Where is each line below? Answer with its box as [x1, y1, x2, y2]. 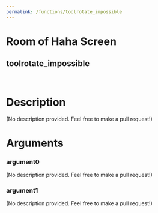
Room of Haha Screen [6, 34, 117, 48]
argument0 [6, 157, 40, 166]
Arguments [6, 136, 64, 150]
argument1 [6, 186, 38, 194]
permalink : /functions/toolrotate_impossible [6, 8, 122, 15]
